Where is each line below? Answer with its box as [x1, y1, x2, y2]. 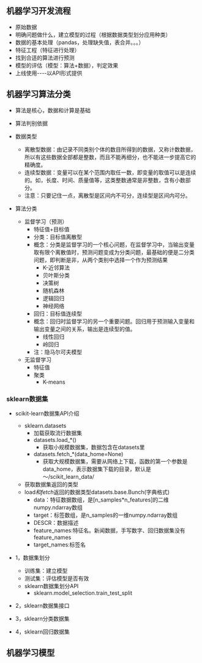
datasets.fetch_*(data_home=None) [33, 450, 124, 457]
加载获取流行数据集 [33, 429, 83, 436]
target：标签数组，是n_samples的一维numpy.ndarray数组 [33, 511, 178, 519]
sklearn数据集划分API [24, 582, 79, 589]
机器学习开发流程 [6, 6, 71, 17]
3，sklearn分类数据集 [15, 615, 70, 622]
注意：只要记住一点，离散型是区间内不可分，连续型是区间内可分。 [24, 192, 191, 199]
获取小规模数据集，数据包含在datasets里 [42, 443, 145, 451]
